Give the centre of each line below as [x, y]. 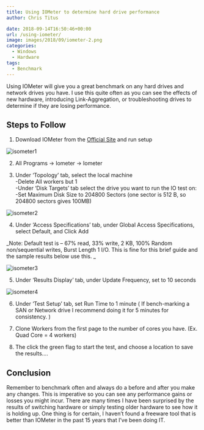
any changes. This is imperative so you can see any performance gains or [99, 394]
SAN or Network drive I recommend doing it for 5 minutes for [92, 311]
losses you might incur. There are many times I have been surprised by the [100, 401]
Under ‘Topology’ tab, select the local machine [74, 175]
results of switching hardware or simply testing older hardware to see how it [102, 407]
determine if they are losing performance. [59, 105]
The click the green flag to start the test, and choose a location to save [104, 347]
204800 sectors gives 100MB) [53, 201]
